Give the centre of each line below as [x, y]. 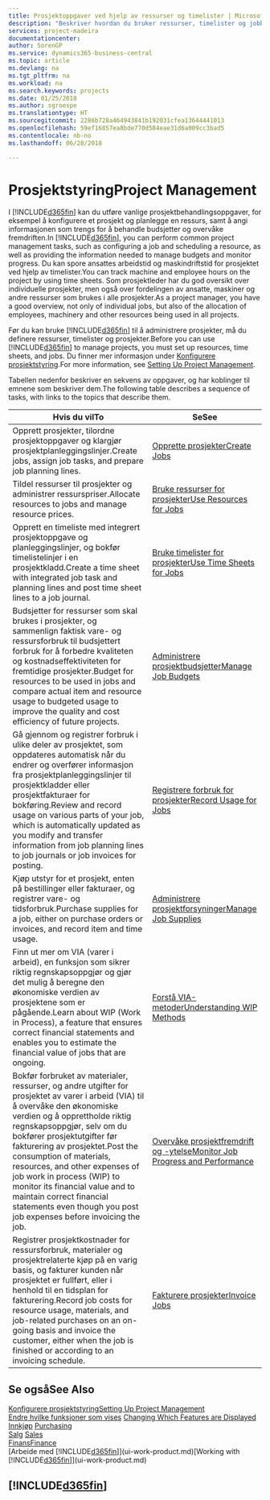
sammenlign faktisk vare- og [67, 631]
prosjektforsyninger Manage [205, 909]
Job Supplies [177, 919]
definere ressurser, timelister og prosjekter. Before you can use [112, 339]
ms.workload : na [35, 83]
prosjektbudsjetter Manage [202, 667]
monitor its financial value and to [74, 1187]
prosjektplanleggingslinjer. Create [75, 451]
